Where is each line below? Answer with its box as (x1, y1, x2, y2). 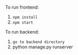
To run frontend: (5, 4, 39, 10)
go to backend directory (12, 39, 65, 44)
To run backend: (5, 29, 39, 34)
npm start (12, 20, 34, 25)
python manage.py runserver (12, 44, 73, 49)
